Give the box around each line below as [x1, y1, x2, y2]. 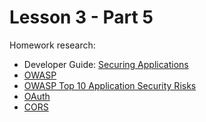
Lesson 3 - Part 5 [9, 6, 154, 29]
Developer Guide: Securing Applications [23, 58, 189, 70]
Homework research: [9, 39, 96, 51]
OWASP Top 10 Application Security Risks [23, 79, 197, 91]
